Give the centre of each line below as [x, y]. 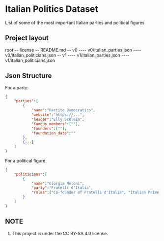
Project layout [27, 38]
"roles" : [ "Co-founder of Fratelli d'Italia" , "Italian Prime [95, 192]
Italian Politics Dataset [52, 9]
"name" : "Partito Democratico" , [63, 110]
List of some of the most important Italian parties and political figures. [75, 23]
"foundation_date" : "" [54, 133]
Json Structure [28, 76]
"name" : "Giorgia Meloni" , [58, 183]
